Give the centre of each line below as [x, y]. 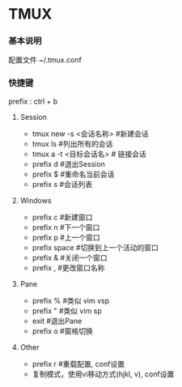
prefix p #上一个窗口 [66, 237]
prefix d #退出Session [68, 164]
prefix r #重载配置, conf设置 [78, 364]
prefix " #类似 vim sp [67, 310]
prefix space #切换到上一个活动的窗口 [95, 247]
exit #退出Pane [57, 321]
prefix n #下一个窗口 [66, 227]
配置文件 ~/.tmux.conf [45, 60]
